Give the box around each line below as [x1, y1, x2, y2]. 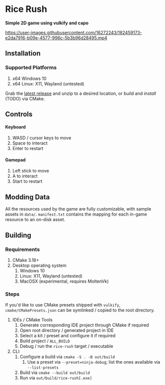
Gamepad [5, 156, 26, 162]
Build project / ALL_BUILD [19, 338, 70, 344]
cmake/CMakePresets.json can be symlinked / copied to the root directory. [5, 307, 155, 313]
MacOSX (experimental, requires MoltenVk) [19, 278, 109, 284]
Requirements [5, 246, 40, 253]
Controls [5, 110, 33, 119]
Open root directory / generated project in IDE [19, 327, 114, 333]
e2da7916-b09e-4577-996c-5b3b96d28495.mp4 [5, 35, 108, 41]
